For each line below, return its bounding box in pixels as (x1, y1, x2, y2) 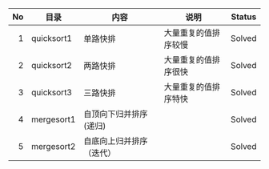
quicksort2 (31, 60, 72, 70)
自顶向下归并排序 (83, 108, 148, 119)
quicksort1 (31, 33, 72, 43)
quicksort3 (31, 87, 72, 98)
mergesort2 (31, 141, 76, 151)
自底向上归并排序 (83, 135, 148, 147)
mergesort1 (31, 114, 76, 125)
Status (231, 11, 257, 22)
